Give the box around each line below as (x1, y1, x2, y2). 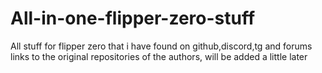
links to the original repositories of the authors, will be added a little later (10, 50, 308, 62)
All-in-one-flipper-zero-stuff (10, 7, 256, 30)
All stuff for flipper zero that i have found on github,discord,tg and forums (10, 40, 313, 52)
